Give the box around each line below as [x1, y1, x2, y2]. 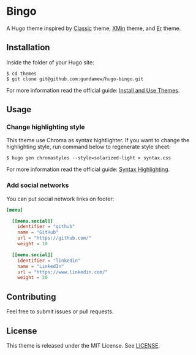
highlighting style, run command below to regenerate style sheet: [6, 143, 171, 151]
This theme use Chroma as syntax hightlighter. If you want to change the [6, 137, 190, 144]
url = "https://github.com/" [17, 235, 92, 242]
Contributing [6, 291, 56, 302]
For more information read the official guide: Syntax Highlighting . [6, 166, 170, 173]
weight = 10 [17, 241, 48, 247]
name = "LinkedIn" [17, 263, 64, 269]
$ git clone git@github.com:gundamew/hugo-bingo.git [6, 75, 144, 82]
